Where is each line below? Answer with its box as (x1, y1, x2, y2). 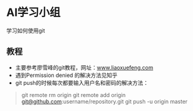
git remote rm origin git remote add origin (21, 91, 126, 98)
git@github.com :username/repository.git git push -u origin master (21, 98, 188, 105)
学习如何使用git (6, 27, 45, 34)
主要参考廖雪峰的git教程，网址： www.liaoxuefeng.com (15, 63, 154, 71)
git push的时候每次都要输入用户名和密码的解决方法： (15, 79, 149, 86)
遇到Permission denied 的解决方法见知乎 (15, 71, 118, 79)
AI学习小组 (6, 5, 61, 20)
